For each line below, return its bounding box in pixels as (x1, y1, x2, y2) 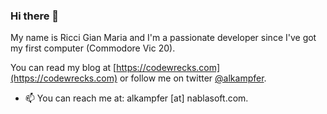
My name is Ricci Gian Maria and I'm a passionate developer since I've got (10, 32, 317, 44)
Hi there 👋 (10, 9, 60, 23)
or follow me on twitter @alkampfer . (119, 72, 267, 84)
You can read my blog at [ (10, 62, 117, 74)
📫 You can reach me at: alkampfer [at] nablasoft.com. (24, 92, 249, 104)
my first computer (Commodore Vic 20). (10, 42, 176, 54)
